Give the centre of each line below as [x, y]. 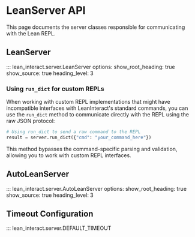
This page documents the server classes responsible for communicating [96, 27]
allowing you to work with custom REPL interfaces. [69, 155]
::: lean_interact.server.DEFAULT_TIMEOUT [59, 228]
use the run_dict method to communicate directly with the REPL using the [98, 115]
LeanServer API [46, 10]
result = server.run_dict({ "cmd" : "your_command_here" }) [79, 137]
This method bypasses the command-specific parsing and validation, [92, 149]
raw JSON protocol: [31, 121]
